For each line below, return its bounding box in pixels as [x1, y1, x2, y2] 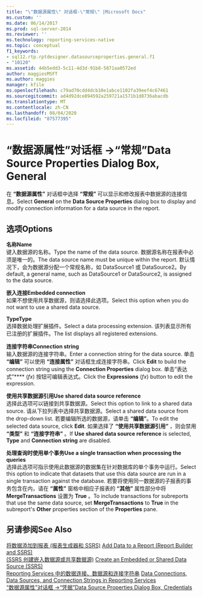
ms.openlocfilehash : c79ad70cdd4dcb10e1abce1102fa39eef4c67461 [6, 88, 169, 94]
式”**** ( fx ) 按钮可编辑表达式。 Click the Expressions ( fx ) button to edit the [6, 373, 193, 380]
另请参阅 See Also [6, 524, 72, 535]
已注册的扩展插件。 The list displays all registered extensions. [6, 330, 158, 337]
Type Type [6, 315, 32, 322]
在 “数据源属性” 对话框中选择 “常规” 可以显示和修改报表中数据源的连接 [6, 190, 182, 198]
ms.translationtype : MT [6, 98, 66, 105]
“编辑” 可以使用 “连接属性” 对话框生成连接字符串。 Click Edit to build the [6, 358, 186, 365]
